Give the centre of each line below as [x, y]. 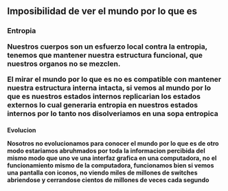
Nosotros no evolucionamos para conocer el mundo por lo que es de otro [113, 143]
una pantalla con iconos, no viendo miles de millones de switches [102, 172]
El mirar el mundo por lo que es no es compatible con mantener [114, 80]
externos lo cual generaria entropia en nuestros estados [102, 105]
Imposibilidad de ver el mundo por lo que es [102, 11]
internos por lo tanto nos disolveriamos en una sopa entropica [113, 114]
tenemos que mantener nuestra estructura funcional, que [105, 55]
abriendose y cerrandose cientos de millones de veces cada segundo [108, 180]
